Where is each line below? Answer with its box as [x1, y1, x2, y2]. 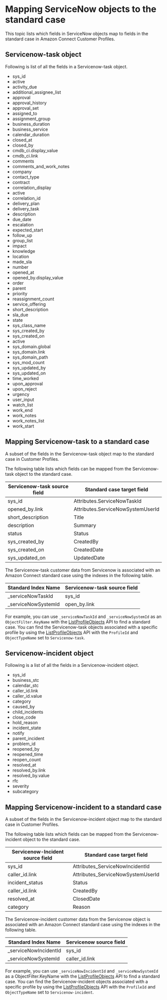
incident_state [12, 725, 41, 731]
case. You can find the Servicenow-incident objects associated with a [5, 979, 148, 985]
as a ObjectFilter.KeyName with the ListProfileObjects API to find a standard [5, 974, 160, 980]
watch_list [12, 401, 33, 407]
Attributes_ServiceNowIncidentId [73, 863, 150, 870]
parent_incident [12, 736, 45, 742]
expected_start [12, 227, 43, 233]
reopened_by [12, 746, 40, 752]
